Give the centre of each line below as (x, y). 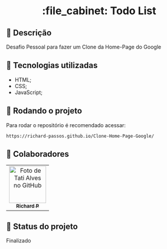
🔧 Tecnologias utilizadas (52, 65)
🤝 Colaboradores (38, 154)
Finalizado (19, 241)
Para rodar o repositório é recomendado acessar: (66, 125)
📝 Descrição (29, 33)
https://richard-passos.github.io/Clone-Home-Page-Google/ (80, 136)
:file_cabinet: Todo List (99, 11)
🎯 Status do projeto (42, 226)
